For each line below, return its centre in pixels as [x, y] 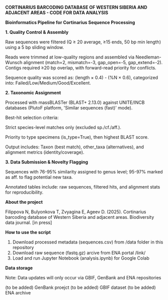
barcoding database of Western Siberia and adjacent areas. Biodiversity [80, 217]
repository [23, 247]
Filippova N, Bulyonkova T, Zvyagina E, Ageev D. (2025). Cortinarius [76, 212]
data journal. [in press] [29, 222]
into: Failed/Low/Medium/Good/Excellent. [48, 83]
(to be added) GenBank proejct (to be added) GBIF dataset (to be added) [80, 287]
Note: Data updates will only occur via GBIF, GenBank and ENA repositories [83, 278]
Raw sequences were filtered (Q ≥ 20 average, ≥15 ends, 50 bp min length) [83, 42]
